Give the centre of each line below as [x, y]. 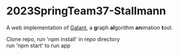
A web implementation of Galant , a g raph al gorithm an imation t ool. [89, 27]
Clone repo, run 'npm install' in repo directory [63, 39]
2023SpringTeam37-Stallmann [86, 11]
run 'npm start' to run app [39, 45]
